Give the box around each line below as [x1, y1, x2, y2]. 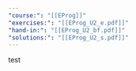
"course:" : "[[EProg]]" [8, 11, 87, 20]
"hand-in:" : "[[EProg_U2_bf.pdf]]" [8, 26, 126, 34]
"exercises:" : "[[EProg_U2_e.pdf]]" [8, 19, 129, 27]
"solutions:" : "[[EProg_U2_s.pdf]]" [8, 33, 129, 42]
